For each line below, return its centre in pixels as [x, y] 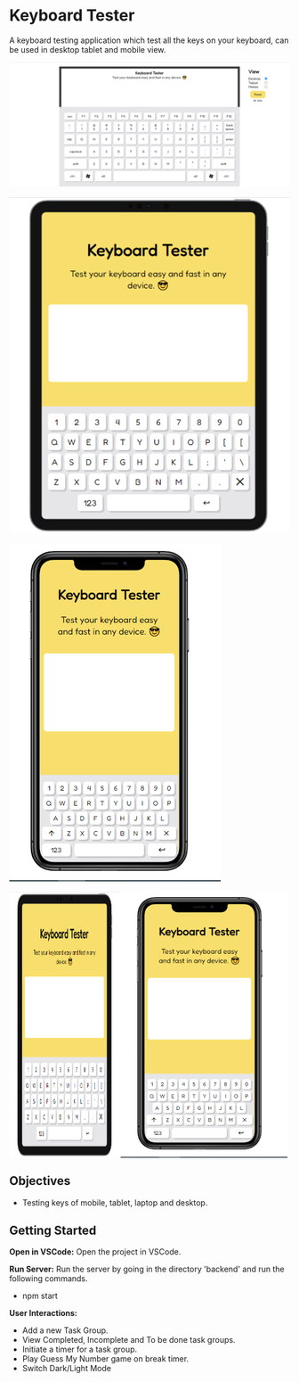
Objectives [40, 1181]
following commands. [48, 1279]
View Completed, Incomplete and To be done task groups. [129, 1340]
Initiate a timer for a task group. [80, 1349]
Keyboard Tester [72, 16]
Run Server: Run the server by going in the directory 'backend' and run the [147, 1269]
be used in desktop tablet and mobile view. [88, 49]
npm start [40, 1296]
